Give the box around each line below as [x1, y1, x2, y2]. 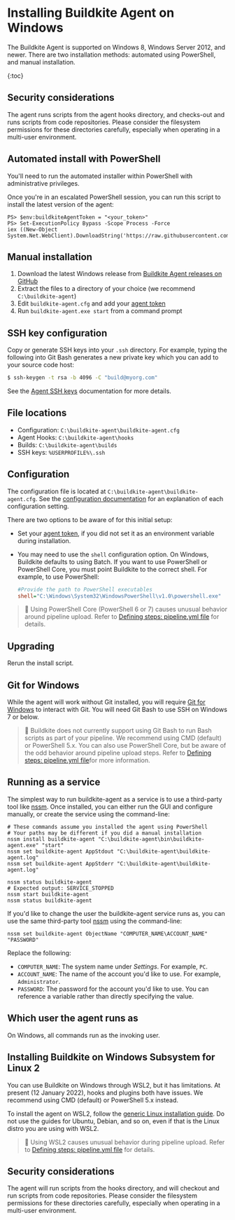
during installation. [17, 536, 71, 544]
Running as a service [7, 776, 101, 788]
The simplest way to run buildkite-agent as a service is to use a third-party [7, 795, 222, 803]
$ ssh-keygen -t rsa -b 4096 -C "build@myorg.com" [7, 374, 158, 381]
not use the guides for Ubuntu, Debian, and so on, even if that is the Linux [7, 1116, 220, 1125]
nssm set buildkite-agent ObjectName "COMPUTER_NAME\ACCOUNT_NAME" [7, 930, 208, 937]
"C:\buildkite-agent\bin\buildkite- [97, 835, 205, 842]
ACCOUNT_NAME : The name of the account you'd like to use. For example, [17, 969, 222, 978]
